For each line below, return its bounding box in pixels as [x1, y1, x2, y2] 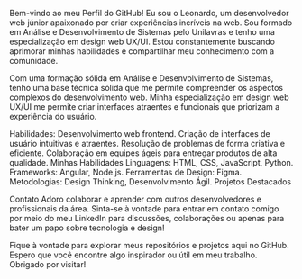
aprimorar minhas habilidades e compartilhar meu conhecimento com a [9, 46, 275, 57]
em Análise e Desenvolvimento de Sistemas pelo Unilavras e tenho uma [9, 27, 275, 37]
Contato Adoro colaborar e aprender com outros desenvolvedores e [9, 193, 261, 204]
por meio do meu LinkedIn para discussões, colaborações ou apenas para [9, 213, 285, 223]
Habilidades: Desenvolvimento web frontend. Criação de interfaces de [9, 129, 270, 139]
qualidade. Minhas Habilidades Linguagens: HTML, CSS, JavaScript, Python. [9, 157, 294, 167]
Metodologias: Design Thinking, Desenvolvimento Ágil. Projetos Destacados [9, 176, 291, 187]
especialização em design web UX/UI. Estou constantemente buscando [9, 36, 275, 47]
